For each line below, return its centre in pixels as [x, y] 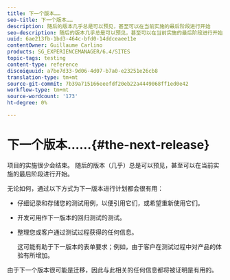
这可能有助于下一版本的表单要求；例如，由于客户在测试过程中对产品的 [116, 246]
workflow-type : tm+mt [38, 90]
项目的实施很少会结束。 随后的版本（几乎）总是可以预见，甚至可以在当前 [110, 165]
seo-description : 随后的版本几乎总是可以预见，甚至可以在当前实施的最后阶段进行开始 [115, 33]
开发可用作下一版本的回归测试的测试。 [71, 218]
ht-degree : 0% [27, 103]
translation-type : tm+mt [43, 77]
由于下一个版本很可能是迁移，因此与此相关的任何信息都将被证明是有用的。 [112, 270]
